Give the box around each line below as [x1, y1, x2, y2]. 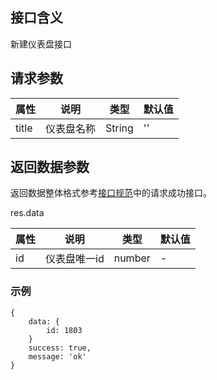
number [113, 251, 151, 265]
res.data [10, 207, 45, 219]
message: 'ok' [28, 351, 87, 362]
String [105, 121, 134, 135]
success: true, [28, 343, 92, 353]
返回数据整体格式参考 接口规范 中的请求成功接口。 [10, 187, 212, 199]
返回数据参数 [10, 159, 90, 176]
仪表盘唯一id [45, 252, 105, 266]
